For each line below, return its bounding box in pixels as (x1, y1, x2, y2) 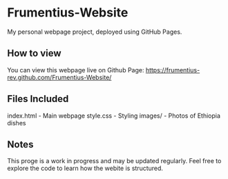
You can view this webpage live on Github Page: (7, 65, 144, 74)
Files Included (7, 93, 69, 105)
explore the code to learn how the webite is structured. (7, 164, 164, 173)
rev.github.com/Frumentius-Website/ (7, 73, 112, 81)
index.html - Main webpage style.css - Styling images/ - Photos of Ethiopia (7, 112, 221, 120)
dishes (7, 118, 26, 127)
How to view (7, 48, 61, 59)
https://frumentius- (145, 65, 200, 74)
